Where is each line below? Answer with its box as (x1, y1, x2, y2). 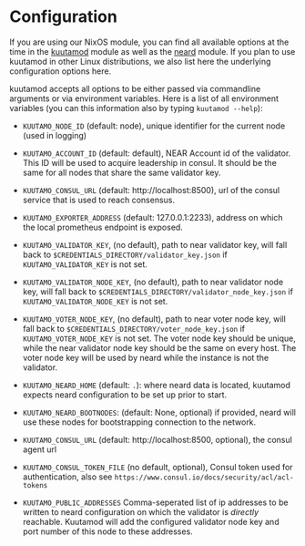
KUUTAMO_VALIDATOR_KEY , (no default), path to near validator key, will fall (22, 239, 288, 250)
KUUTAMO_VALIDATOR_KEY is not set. (22, 258, 148, 270)
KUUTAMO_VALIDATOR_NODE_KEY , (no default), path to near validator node (22, 276, 284, 287)
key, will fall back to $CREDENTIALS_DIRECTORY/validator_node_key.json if (22, 285, 294, 297)
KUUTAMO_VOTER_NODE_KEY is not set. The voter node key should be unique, (22, 333, 296, 344)
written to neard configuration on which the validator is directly (22, 506, 259, 517)
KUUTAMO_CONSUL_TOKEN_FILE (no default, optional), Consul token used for (22, 461, 293, 472)
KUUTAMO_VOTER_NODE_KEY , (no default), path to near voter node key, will (22, 313, 287, 325)
